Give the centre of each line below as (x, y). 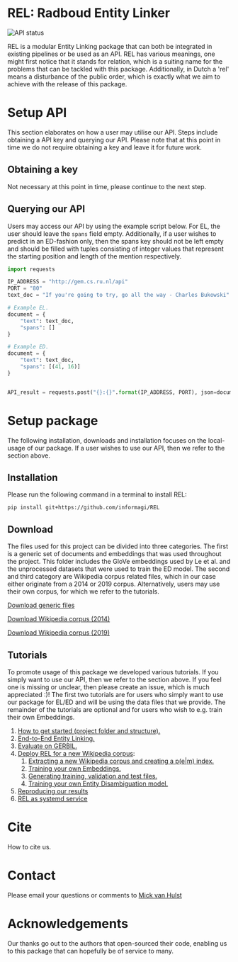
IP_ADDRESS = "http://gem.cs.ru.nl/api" (68, 282)
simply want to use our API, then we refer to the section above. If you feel (114, 679)
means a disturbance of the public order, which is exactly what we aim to (114, 77)
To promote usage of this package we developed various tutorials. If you (113, 672)
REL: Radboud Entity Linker (89, 13)
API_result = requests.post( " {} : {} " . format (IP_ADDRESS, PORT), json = (112, 392)
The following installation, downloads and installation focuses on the (107, 440)
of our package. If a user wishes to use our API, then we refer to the (126, 448)
